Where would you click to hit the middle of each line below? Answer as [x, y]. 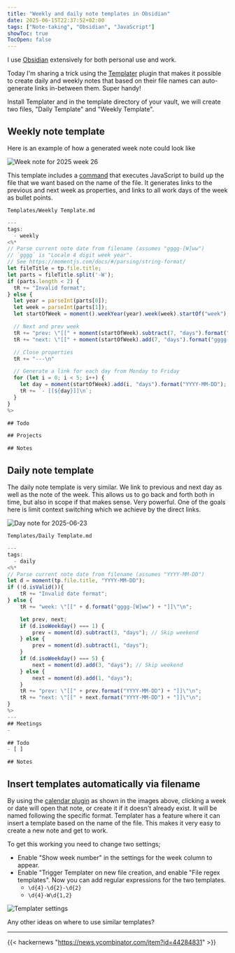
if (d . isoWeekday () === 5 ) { [62, 659]
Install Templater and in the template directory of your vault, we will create [114, 102]
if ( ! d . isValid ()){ [36, 587]
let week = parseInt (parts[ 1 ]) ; [61, 308]
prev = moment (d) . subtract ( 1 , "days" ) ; [91, 645]
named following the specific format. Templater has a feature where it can [114, 815]
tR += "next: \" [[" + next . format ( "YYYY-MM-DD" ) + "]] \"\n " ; [111, 698]
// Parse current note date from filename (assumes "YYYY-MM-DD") [106, 574]
